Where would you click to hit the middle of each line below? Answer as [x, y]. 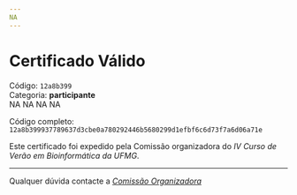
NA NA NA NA [35, 104]
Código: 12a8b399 [41, 86]
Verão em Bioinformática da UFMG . [74, 155]
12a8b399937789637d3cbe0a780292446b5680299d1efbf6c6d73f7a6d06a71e [136, 130]
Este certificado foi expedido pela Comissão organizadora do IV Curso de [143, 146]
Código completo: [42, 121]
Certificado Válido [77, 60]
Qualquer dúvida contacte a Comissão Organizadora [105, 181]
